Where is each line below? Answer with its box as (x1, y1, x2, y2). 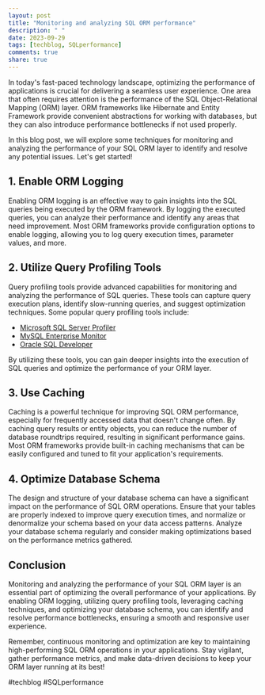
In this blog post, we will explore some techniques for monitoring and (8, 135, 233, 144)
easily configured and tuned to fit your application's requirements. (8, 449, 224, 459)
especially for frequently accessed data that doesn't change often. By (8, 415, 236, 425)
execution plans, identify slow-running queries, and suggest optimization (8, 299, 246, 308)
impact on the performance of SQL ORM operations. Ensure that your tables (8, 502, 256, 511)
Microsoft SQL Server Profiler (19, 323, 116, 332)
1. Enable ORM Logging (8, 175, 124, 189)
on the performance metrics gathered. (8, 536, 133, 545)
